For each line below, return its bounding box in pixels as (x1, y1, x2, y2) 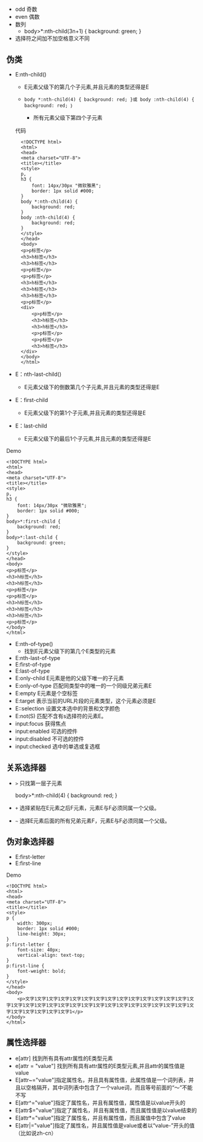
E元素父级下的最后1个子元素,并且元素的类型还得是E (24, 435, 151, 443)
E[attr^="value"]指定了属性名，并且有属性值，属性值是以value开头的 (15, 1099, 186, 1106)
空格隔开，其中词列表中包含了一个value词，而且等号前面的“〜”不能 (25, 1084, 193, 1091)
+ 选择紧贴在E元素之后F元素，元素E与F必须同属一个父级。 (15, 804, 160, 812)
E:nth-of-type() (15, 641, 53, 648)
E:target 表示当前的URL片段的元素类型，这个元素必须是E (15, 698, 156, 705)
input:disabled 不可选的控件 (15, 735, 84, 743)
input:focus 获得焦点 (15, 720, 67, 727)
